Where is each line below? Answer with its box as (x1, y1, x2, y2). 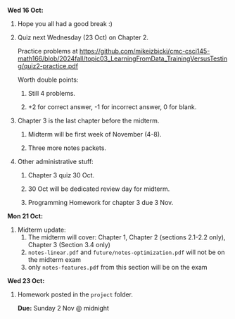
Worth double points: (17, 75, 79, 84)
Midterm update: (17, 225, 66, 234)
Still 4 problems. (27, 89, 76, 97)
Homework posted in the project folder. (17, 290, 134, 299)
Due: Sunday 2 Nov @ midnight (17, 304, 109, 312)
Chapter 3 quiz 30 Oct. (27, 171, 95, 179)
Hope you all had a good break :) (17, 20, 113, 27)
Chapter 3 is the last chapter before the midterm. (17, 116, 160, 125)
